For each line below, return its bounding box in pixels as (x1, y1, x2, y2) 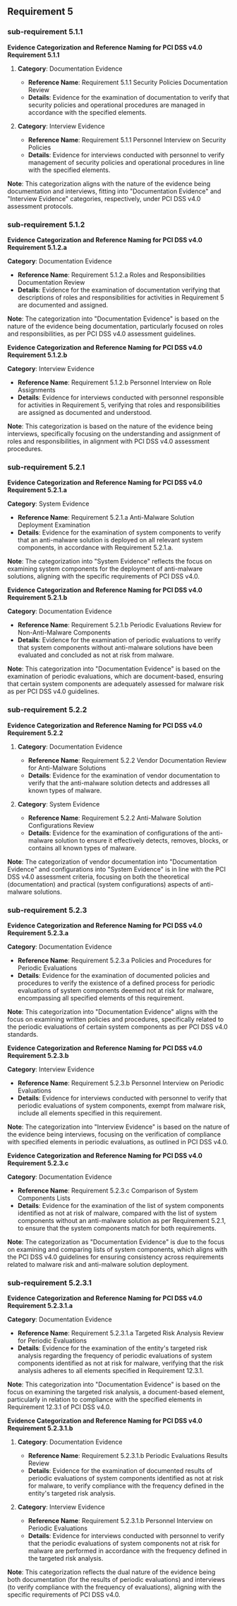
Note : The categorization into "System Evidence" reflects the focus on (7, 557, 212, 566)
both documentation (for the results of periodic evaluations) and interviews (7, 1576, 226, 1584)
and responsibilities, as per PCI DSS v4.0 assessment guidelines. (7, 329, 196, 338)
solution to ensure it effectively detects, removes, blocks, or (54, 836, 229, 845)
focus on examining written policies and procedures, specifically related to (7, 1015, 224, 1023)
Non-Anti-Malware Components (17, 628, 111, 637)
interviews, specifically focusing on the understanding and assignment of (7, 429, 221, 438)
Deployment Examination (17, 520, 90, 530)
